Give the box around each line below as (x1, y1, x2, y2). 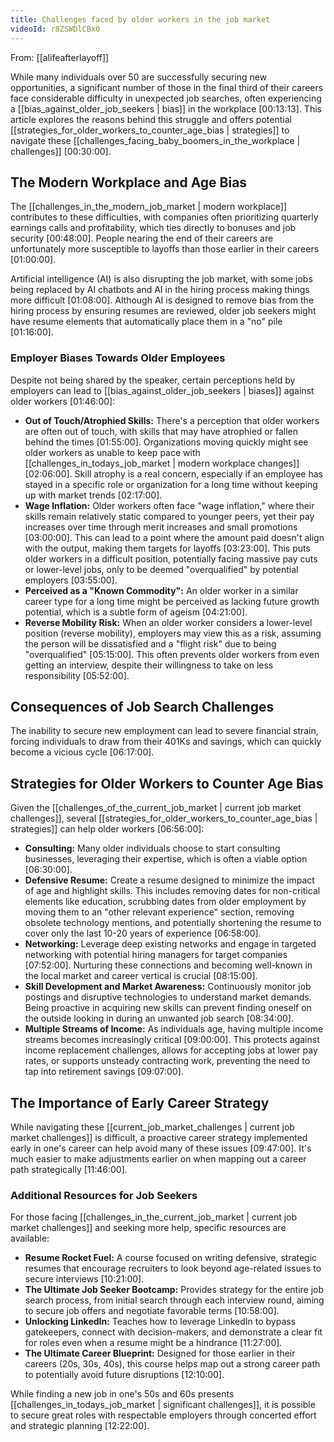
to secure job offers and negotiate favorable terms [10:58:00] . (24, 1305, 280, 1317)
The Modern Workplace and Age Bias (10, 174, 248, 191)
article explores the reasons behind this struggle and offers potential (10, 113, 292, 125)
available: (10, 1232, 50, 1245)
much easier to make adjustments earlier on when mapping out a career (10, 1153, 307, 1165)
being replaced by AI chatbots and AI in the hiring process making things (10, 284, 310, 296)
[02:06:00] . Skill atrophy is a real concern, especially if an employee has (24, 467, 323, 480)
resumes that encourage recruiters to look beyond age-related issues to (24, 1262, 322, 1275)
